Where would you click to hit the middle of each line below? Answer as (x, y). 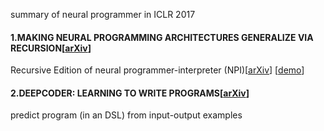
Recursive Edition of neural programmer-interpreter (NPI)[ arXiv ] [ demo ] (157, 70)
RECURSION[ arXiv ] (51, 48)
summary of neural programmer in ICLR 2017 (103, 14)
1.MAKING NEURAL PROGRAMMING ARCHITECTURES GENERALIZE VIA (162, 37)
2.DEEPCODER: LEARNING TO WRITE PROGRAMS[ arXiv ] (130, 93)
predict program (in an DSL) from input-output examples (126, 115)
